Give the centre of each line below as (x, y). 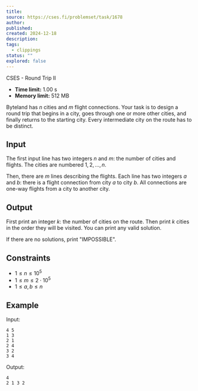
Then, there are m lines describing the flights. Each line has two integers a (97, 176)
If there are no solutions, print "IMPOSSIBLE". (61, 239)
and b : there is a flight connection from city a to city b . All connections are (97, 183)
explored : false (26, 61)
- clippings (26, 50)
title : (14, 12)
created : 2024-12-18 (32, 34)
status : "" (20, 56)
